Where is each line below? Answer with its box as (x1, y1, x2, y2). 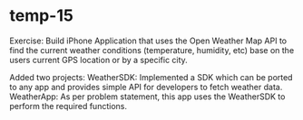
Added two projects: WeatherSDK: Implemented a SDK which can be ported (9, 71, 293, 82)
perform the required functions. (9, 100, 127, 111)
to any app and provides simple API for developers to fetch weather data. (9, 81, 283, 92)
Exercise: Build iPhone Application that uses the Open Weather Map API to (9, 35, 288, 46)
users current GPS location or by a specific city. (9, 54, 188, 65)
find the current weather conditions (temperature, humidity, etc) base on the (9, 44, 295, 55)
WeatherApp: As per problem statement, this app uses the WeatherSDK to (9, 91, 286, 102)
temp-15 (9, 5, 74, 26)
